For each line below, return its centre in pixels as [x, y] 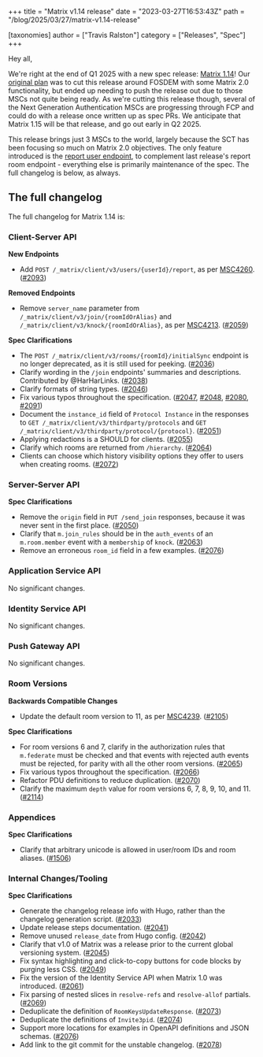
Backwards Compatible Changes [63, 701]
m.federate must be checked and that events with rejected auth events [134, 755]
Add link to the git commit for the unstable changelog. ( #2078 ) [121, 1045]
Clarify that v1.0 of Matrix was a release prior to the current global [126, 944]
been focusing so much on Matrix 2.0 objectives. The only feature [115, 148]
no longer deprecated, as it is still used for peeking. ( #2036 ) [117, 364]
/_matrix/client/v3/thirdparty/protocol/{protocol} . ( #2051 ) [120, 431]
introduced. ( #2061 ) [52, 986]
